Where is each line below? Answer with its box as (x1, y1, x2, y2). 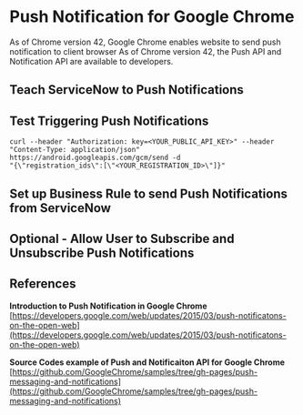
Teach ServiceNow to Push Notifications (9, 82, 244, 97)
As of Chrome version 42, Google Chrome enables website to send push (9, 36, 282, 47)
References (9, 276, 76, 292)
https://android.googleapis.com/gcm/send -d (9, 153, 181, 163)
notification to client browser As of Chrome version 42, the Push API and (9, 46, 282, 56)
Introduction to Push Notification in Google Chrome (9, 300, 207, 311)
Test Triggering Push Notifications (9, 113, 209, 128)
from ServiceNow (9, 200, 112, 216)
